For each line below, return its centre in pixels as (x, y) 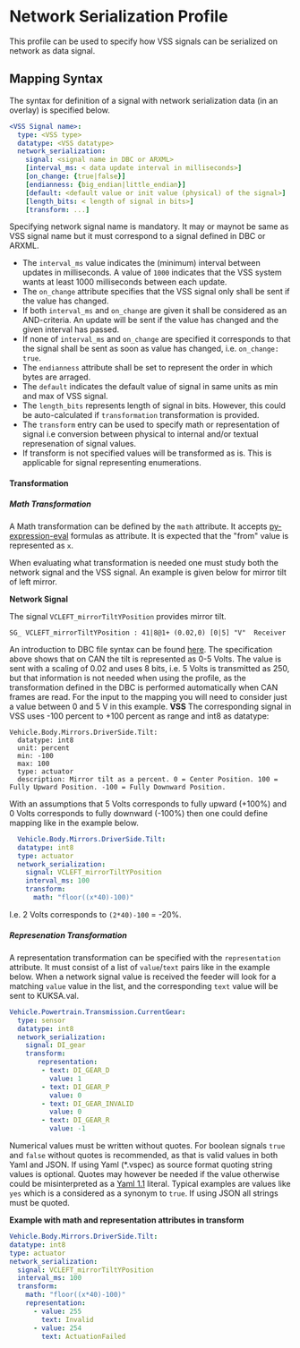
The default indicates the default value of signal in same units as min (150, 387)
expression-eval (39, 535)
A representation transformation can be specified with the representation (145, 957)
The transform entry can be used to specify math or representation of (151, 425)
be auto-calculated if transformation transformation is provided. (141, 415)
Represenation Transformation (68, 935)
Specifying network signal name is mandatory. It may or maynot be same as (149, 226)
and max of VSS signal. (65, 397)
